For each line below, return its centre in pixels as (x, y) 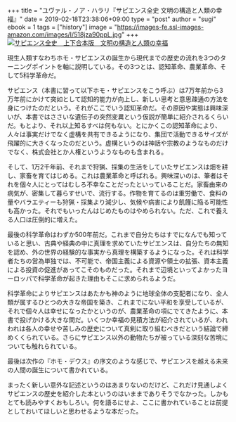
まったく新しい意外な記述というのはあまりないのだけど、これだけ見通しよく (118, 385)
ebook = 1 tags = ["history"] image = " (62, 27)
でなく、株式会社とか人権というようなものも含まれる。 (87, 152)
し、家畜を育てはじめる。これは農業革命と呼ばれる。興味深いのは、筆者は (115, 175)
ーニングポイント (32, 66)
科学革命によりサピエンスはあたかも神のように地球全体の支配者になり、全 (115, 293)
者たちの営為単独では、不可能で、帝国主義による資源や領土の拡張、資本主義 (118, 261)
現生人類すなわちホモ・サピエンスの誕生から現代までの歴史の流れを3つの (114, 58)
